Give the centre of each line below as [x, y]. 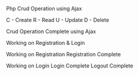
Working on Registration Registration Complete [64, 54]
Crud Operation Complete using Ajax [51, 31]
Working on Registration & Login [45, 43]
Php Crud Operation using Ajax [44, 9]
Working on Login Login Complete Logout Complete [70, 66]
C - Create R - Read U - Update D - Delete [58, 20]
